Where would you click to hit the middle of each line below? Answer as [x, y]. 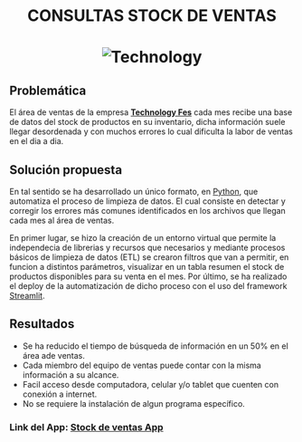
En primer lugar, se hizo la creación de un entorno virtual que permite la [143, 238]
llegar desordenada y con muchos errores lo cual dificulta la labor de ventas [151, 131]
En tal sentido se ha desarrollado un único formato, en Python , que [134, 192]
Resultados [42, 324]
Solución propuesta [66, 170]
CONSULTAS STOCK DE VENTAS [152, 16]
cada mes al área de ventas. [62, 220]
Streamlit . [27, 296]
